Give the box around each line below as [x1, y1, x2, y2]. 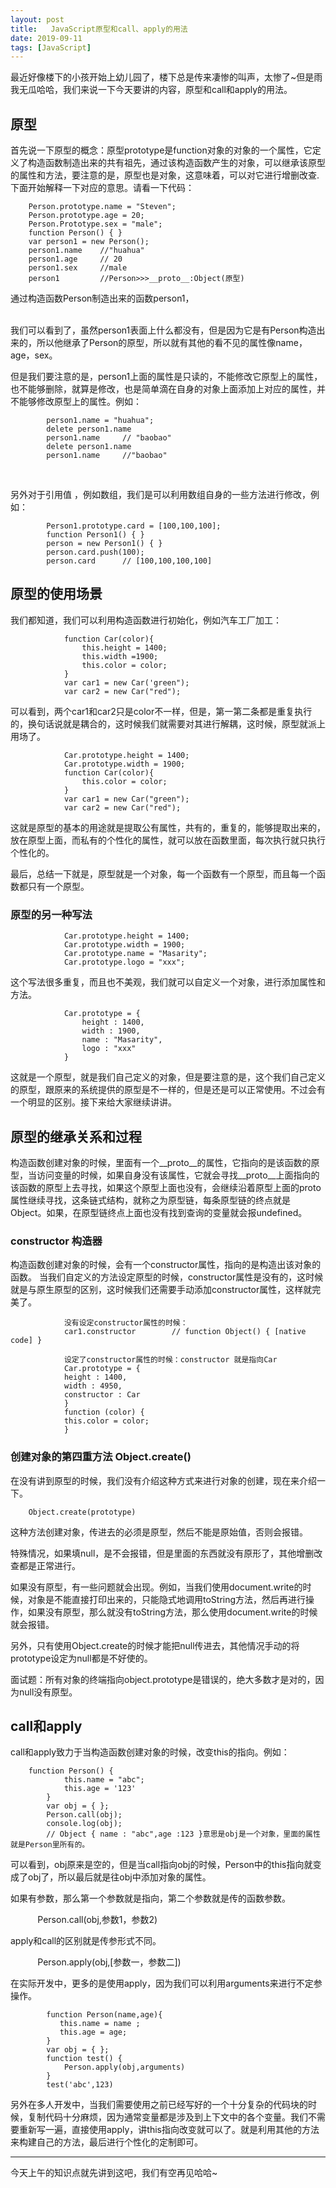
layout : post [10, 14, 65, 25]
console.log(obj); [46, 1819, 123, 1829]
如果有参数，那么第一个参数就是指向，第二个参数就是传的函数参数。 [10, 1892, 291, 1905]
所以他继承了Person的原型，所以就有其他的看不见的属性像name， [36, 337, 308, 349]
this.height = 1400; [81, 642, 168, 653]
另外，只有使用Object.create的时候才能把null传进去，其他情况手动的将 [10, 1639, 300, 1651]
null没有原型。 [18, 1686, 78, 1698]
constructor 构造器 [10, 1234, 103, 1248]
